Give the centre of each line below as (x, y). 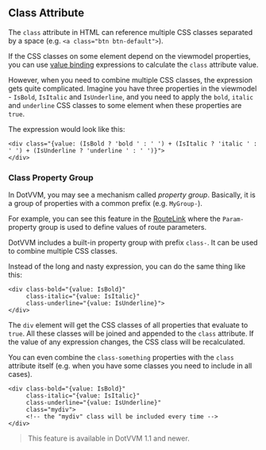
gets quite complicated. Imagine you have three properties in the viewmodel (133, 88)
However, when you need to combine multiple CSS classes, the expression (130, 80)
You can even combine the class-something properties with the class (121, 358)
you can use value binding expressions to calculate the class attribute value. (133, 64)
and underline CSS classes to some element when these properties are (125, 105)
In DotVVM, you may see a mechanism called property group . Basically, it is (132, 195)
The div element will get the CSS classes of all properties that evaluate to (128, 325)
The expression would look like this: (67, 129)
